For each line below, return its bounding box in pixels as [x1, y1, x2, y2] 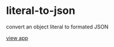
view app [6, 34, 28, 41]
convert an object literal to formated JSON [6, 23, 109, 30]
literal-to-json [6, 4, 75, 17]
